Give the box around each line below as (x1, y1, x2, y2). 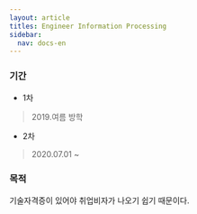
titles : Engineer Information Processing (9, 22, 167, 31)
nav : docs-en (17, 38, 67, 48)
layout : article (9, 13, 70, 23)
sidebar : (9, 30, 42, 39)
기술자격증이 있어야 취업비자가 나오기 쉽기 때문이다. (9, 195, 190, 206)
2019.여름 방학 (31, 111, 84, 122)
